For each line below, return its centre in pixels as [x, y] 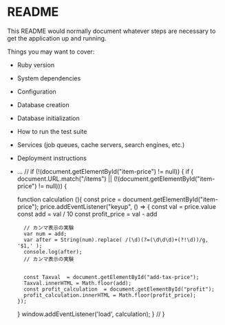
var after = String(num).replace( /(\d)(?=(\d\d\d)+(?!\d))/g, [116, 240]
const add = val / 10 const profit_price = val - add [87, 214]
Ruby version [36, 65]
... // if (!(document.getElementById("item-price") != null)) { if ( [105, 171]
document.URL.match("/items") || [64, 179]
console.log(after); [53, 251]
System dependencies [49, 78]
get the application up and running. [57, 38]
